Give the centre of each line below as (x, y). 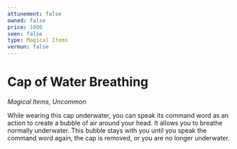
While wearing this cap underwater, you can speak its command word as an (118, 115)
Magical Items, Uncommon (47, 101)
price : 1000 (25, 27)
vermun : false (28, 47)
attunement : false (34, 14)
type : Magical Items (38, 40)
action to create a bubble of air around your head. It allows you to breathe (115, 123)
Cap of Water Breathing (78, 82)
